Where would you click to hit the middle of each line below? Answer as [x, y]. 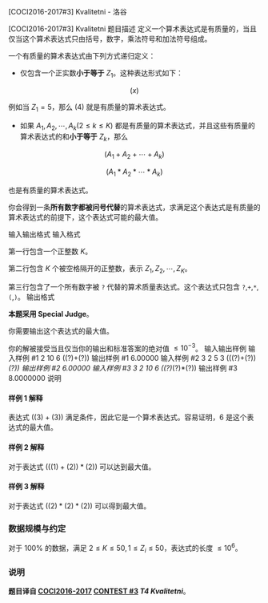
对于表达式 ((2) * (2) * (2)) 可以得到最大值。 [80, 506]
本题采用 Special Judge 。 [51, 314]
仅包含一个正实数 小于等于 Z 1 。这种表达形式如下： [102, 74]
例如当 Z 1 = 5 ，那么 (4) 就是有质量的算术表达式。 [89, 108]
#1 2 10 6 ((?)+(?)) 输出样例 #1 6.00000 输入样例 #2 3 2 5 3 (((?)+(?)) [144, 358]
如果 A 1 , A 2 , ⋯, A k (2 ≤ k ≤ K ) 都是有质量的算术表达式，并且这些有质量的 [138, 126]
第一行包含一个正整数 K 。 [50, 251]
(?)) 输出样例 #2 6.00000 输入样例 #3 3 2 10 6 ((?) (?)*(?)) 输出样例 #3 [123, 368]
